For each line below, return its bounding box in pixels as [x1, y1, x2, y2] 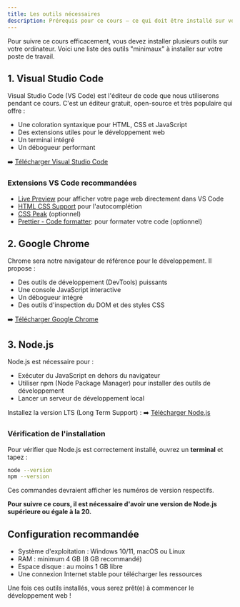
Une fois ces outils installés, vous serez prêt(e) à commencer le [7, 583, 194, 593]
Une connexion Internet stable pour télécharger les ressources [17, 570, 202, 578]
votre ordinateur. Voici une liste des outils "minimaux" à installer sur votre [7, 44, 223, 53]
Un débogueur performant [17, 144, 96, 152]
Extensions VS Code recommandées [7, 178, 137, 188]
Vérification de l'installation [7, 429, 106, 439]
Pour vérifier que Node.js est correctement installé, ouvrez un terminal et [7, 445, 224, 453]
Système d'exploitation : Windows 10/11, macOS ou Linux [17, 547, 186, 556]
